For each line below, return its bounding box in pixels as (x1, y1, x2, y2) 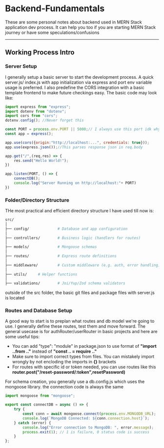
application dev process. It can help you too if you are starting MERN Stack (5, 24, 156, 30)
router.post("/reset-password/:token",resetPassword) (12, 369, 125, 375)
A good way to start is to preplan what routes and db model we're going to (5, 318, 155, 324)
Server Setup (5, 63, 38, 70)
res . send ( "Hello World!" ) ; (14, 158, 69, 163)
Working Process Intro (5, 48, 75, 57)
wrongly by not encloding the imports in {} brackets (12, 359, 116, 365)
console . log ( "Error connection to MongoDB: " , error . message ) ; (22, 425, 154, 430)
